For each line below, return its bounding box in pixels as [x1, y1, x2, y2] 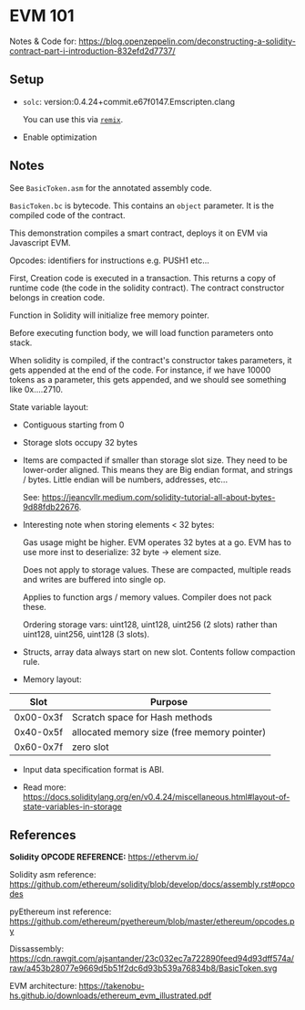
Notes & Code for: [9, 36, 77, 47]
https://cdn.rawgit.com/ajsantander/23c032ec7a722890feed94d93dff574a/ [9, 953, 294, 964]
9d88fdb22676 [22, 501, 79, 512]
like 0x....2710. [9, 384, 64, 395]
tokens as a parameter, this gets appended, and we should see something [9, 373, 287, 384]
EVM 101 [9, 5, 75, 26]
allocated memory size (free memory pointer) [71, 725, 267, 738]
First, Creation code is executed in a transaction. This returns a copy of [9, 272, 276, 283]
